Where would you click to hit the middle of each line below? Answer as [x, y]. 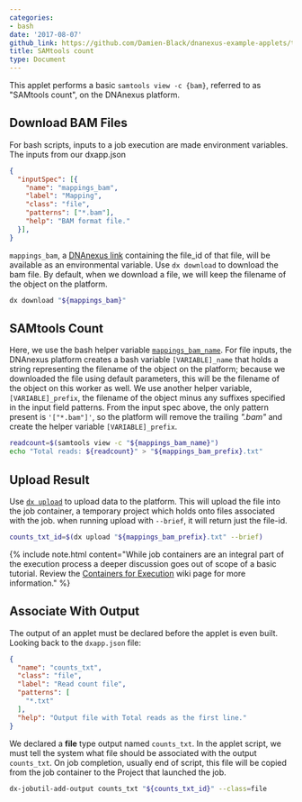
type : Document [38, 59]
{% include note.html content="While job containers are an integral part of [147, 554]
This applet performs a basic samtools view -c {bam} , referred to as [135, 85]
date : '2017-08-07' [46, 34]
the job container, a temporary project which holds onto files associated [142, 511]
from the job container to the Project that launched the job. [118, 772]
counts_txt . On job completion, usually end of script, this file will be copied [148, 762]
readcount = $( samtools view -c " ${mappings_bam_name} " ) [114, 443]
